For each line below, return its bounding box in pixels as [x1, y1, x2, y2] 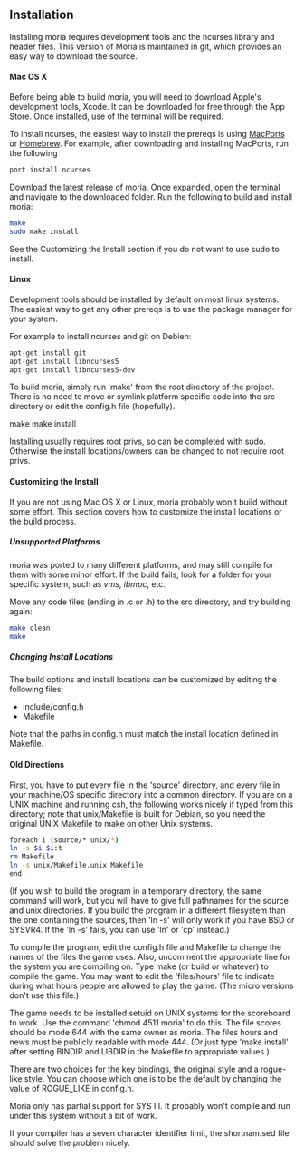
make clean [9, 623, 51, 632]
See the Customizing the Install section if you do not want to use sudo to [9, 243, 280, 254]
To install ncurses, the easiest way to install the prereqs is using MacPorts [9, 129, 285, 140]
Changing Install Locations [9, 651, 114, 662]
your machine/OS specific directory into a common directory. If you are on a [9, 789, 293, 799]
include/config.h [22, 701, 84, 712]
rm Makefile [9, 852, 54, 861]
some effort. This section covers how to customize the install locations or [9, 505, 282, 516]
